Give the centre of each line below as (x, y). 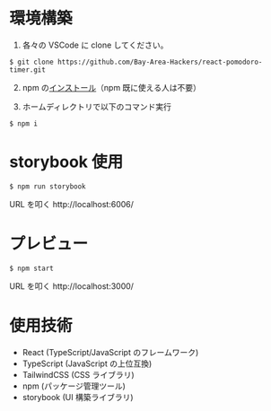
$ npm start (31, 268)
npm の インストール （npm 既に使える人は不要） (112, 87)
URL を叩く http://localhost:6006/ (72, 204)
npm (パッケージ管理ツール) (74, 386)
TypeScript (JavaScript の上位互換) (87, 363)
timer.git (28, 70)
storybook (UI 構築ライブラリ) (78, 397)
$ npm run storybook (48, 186)
